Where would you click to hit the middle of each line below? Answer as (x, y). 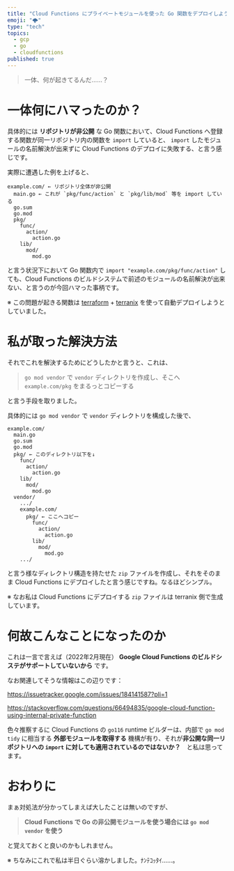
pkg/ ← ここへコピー (52, 516)
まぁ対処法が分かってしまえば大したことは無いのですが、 (89, 807)
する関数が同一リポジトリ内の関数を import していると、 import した (106, 139)
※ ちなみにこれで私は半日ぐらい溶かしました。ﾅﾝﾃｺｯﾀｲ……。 (93, 860)
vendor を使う (44, 831)
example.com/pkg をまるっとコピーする (79, 386)
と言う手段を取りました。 (44, 401)
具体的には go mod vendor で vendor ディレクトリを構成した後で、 (101, 415)
